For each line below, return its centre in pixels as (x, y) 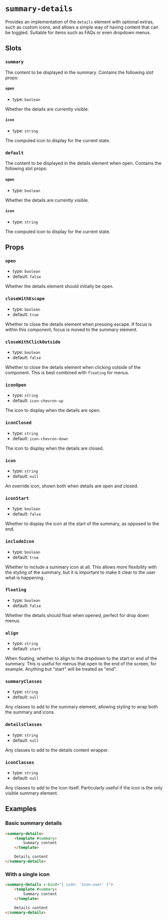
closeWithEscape (25, 299)
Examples (21, 809)
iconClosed (18, 423)
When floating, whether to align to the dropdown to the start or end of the (81, 658)
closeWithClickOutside (33, 342)
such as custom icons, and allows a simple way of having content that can (82, 27)
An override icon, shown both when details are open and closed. (72, 486)
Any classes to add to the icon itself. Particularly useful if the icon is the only (84, 787)
